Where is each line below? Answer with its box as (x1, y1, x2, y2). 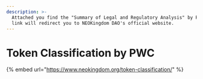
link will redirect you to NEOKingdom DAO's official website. (11, 20, 174, 26)
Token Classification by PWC (6, 46, 155, 60)
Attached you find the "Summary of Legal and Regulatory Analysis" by (11, 14, 193, 21)
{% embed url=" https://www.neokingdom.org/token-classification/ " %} (6, 66, 184, 73)
